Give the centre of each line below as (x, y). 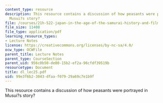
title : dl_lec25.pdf (26, 72)
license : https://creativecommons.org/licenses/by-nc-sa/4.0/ (69, 45)
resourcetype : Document (29, 68)
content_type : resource (29, 9)
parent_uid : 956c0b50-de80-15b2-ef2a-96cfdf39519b (57, 63)
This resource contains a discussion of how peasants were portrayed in (76, 90)
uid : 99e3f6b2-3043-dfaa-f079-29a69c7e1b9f (50, 77)
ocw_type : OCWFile (24, 50)
